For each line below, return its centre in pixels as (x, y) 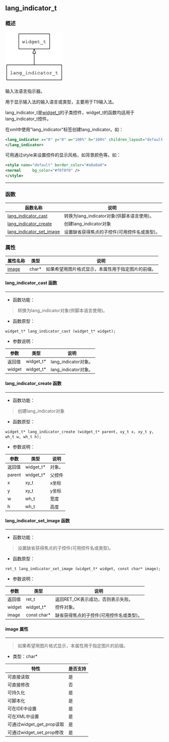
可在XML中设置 (23, 716)
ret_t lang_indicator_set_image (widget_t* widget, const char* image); (83, 569)
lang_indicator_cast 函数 (31, 283)
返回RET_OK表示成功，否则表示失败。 (94, 599)
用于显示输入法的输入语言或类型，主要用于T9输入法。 (61, 102)
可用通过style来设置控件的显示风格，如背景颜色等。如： (63, 155)
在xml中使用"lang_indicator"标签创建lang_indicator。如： (64, 129)
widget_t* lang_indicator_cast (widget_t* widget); (60, 331)
